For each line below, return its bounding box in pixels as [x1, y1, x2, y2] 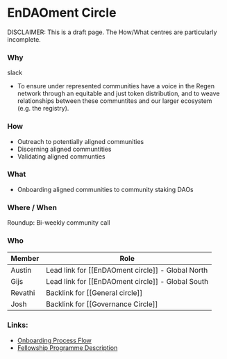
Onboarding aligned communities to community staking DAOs [17, 185, 194, 193]
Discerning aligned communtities [17, 145, 112, 153]
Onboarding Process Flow [17, 336, 92, 344]
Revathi [10, 288, 35, 298]
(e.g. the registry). [17, 104, 69, 113]
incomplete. [7, 35, 42, 43]
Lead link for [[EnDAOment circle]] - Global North [46, 266, 208, 276]
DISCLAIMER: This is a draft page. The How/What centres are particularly [7, 28, 217, 36]
